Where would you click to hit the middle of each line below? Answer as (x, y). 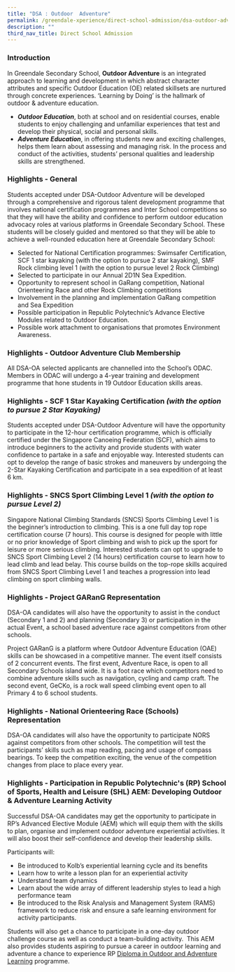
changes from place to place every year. (65, 765)
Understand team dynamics (57, 880)
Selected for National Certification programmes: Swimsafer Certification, (122, 252)
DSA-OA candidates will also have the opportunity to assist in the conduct (114, 612)
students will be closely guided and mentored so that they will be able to (111, 231)
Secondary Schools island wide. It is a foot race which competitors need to (115, 671)
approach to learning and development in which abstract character (104, 81)
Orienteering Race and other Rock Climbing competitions (99, 290)
